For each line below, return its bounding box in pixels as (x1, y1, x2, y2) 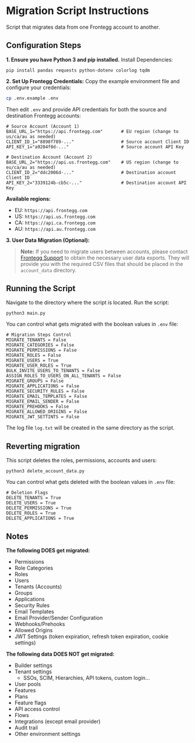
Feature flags (14, 699, 47, 707)
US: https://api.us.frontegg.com (14, 213, 96, 220)
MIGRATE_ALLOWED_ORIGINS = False (6, 409, 88, 415)
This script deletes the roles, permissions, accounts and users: (6, 457, 157, 464)
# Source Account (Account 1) (6, 123, 80, 129)
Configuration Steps (6, 40, 82, 50)
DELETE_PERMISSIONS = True (6, 505, 72, 511)
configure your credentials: (6, 84, 71, 91)
